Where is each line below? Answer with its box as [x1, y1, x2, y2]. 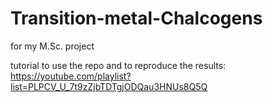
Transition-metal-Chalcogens [10, 7, 263, 30]
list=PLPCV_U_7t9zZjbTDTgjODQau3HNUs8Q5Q [10, 80, 208, 92]
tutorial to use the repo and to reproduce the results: [10, 59, 227, 71]
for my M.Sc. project [10, 40, 95, 52]
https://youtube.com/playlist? [10, 70, 132, 82]
